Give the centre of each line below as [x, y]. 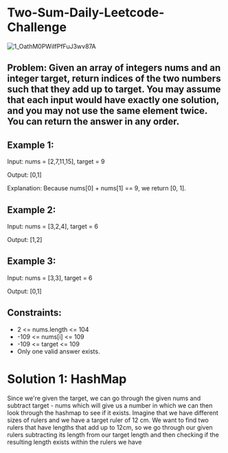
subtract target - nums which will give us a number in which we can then [110, 405]
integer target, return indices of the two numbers [114, 79]
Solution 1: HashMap [67, 379]
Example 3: [32, 262]
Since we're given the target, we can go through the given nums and [104, 398]
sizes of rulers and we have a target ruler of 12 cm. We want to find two [108, 420]
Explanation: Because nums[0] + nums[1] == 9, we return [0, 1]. [97, 188]
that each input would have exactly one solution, [113, 100]
